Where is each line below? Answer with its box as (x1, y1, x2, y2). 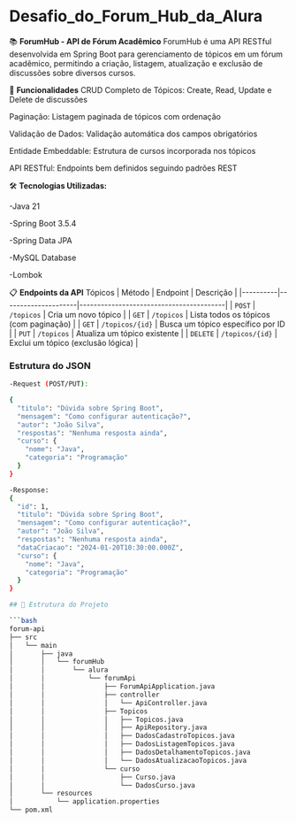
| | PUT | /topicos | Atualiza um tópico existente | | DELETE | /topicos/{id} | (9, 327, 278, 338)
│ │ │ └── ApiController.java (9, 698, 208, 707)
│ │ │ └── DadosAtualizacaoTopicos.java (9, 756, 247, 765)
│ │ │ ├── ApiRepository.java (9, 723, 208, 732)
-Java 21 (9, 201, 41, 212)
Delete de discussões (9, 94, 88, 104)
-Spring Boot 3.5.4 (9, 218, 77, 228)
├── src (9, 633, 38, 642)
